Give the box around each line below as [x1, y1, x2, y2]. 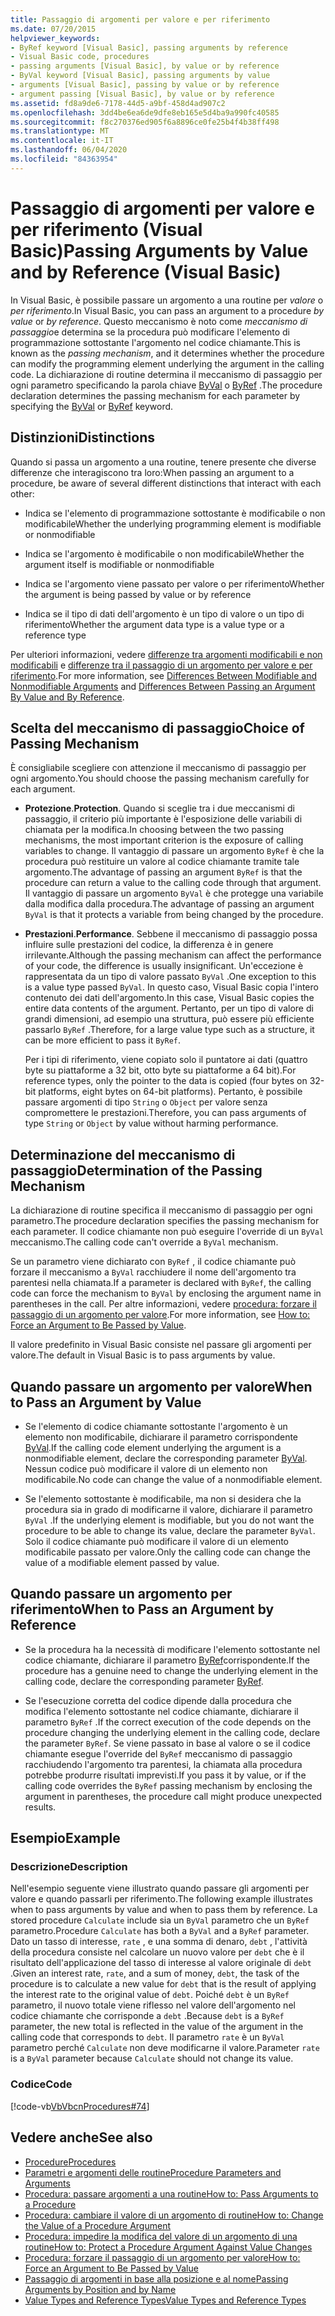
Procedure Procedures [24, 2156, 117, 2168]
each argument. [10, 783, 76, 795]
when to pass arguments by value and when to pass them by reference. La [10, 1904, 318, 1916]
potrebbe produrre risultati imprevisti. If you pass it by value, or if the [24, 1769, 307, 1781]
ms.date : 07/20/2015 [10, 24, 97, 34]
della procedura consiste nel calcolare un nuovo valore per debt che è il [10, 1946, 305, 1958]
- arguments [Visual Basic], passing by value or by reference [10, 80, 280, 90]
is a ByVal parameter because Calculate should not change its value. [10, 2052, 294, 2065]
